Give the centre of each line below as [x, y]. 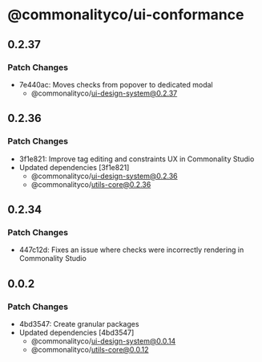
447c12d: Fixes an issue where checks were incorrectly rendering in [131, 250]
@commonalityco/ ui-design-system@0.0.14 [103, 341]
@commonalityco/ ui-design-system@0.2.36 [104, 176]
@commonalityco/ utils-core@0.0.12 [90, 349]
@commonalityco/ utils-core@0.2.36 [91, 184]
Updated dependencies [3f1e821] [74, 167]
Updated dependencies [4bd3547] [77, 332]
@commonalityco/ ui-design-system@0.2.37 [104, 93]
